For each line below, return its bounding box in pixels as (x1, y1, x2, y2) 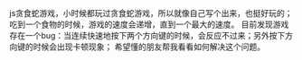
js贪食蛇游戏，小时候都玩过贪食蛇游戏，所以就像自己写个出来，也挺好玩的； (9, 8, 293, 18)
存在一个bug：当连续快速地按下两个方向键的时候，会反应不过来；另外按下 (9, 30, 286, 40)
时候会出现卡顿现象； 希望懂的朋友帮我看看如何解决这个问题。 (33, 41, 265, 52)
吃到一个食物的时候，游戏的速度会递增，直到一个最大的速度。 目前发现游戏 (9, 19, 289, 30)
